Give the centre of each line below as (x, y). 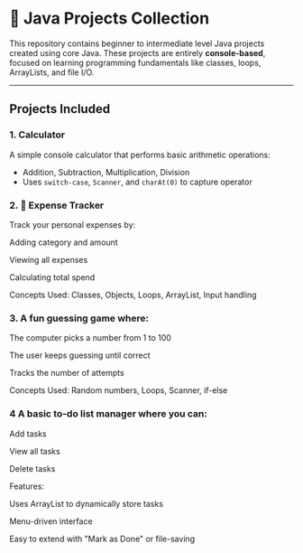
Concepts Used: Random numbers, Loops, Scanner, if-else (119, 390)
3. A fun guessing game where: (79, 318)
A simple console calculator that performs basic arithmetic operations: (140, 155)
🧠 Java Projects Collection (110, 19)
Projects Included (60, 109)
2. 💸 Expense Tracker (57, 205)
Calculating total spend (52, 277)
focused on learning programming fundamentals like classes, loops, (135, 62)
